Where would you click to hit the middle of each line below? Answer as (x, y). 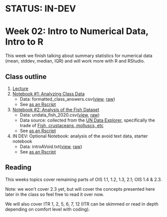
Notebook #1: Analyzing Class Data (48, 94)
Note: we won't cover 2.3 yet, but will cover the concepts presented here (80, 189)
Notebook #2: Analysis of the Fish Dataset (56, 109)
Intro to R (24, 42)
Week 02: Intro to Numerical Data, (77, 32)
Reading (18, 168)
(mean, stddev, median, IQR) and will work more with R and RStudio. (75, 61)
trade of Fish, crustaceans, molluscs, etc (62, 125)
